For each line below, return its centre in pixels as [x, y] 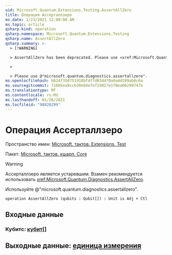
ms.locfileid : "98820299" [33, 105]
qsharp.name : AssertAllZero [35, 39]
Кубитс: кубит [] [26, 229]
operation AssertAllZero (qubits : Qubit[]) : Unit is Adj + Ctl [76, 199]
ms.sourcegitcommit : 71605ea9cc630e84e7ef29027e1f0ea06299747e [74, 86]
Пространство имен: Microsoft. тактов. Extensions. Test [66, 144]
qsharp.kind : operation [31, 29]
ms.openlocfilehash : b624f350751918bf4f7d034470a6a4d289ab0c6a [74, 81]
